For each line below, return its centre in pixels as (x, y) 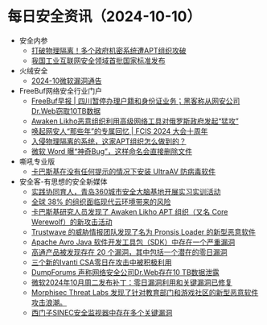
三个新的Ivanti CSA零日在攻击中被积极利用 (101, 262)
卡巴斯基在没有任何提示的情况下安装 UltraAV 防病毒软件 (123, 171)
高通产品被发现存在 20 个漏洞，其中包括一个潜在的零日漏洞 (129, 252)
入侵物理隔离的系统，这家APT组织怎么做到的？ (109, 141)
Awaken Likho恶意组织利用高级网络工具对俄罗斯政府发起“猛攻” (135, 121)
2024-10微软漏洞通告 (66, 81)
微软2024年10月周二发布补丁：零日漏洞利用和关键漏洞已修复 (131, 282)
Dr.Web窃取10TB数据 (66, 110)
